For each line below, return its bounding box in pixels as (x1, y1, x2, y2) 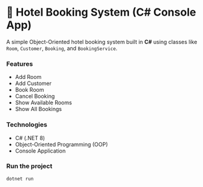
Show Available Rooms (15, 99, 72, 106)
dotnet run (6, 176, 34, 182)
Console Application (15, 147, 66, 154)
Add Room (15, 74, 42, 81)
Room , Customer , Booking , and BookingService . (6, 45, 118, 52)
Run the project (6, 162, 53, 171)
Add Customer (15, 80, 52, 87)
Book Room (15, 86, 44, 93)
